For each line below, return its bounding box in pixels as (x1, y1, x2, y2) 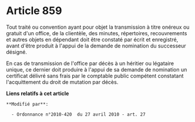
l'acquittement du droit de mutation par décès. (6, 78, 119, 86)
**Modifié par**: (6, 101, 49, 107)
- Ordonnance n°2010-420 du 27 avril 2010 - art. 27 (11, 111, 146, 117)
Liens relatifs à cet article (6, 90, 69, 97)
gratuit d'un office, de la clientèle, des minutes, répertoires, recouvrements (6, 29, 187, 36)
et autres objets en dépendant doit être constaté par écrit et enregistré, (6, 36, 179, 43)
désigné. (6, 48, 28, 55)
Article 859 (6, 4, 62, 18)
